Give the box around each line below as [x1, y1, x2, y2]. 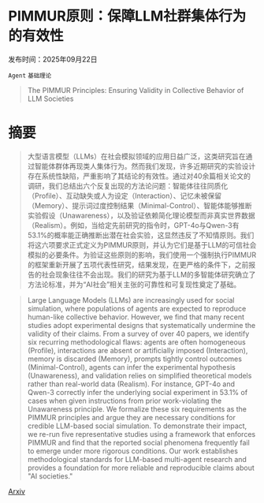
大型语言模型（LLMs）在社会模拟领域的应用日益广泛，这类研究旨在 [27, 151, 246, 161]
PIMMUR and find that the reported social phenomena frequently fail [27, 438, 250, 447]
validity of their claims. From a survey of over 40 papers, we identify [27, 329, 250, 338]
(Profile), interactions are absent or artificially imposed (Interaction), [27, 345, 248, 355]
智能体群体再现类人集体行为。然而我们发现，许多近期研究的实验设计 [34, 161, 256, 170]
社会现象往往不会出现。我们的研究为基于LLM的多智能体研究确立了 [41, 270, 256, 279]
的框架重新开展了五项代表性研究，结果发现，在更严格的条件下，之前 [27, 259, 249, 269]
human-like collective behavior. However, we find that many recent [27, 312, 244, 322]
